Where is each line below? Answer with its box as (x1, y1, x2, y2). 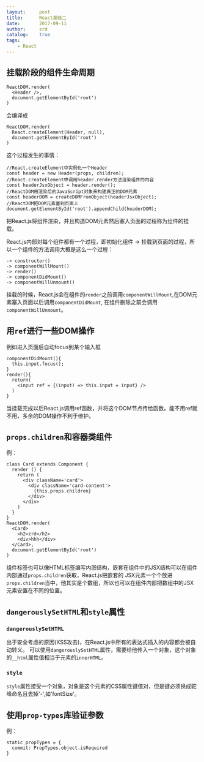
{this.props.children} (33, 488, 92, 494)
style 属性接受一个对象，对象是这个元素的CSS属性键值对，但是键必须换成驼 (6, 682, 197, 690)
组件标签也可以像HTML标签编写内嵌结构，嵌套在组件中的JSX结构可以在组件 (6, 564, 198, 571)
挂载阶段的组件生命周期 (6, 67, 95, 78)
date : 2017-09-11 (6, 20, 67, 26)
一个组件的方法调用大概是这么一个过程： (11, 246, 114, 253)
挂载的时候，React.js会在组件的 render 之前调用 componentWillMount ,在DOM (6, 290, 192, 298)
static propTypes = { (6, 739, 62, 746)
